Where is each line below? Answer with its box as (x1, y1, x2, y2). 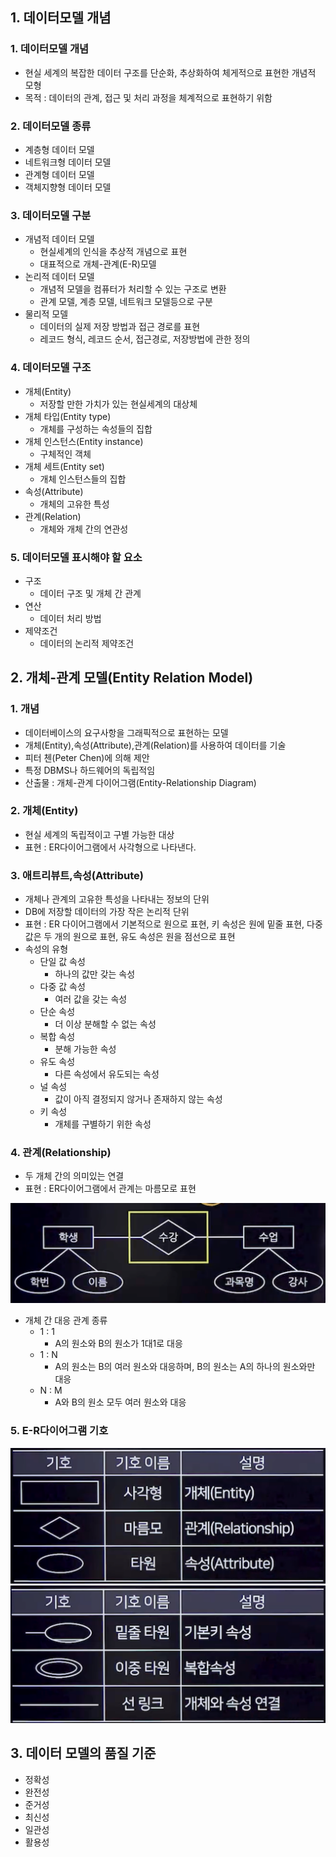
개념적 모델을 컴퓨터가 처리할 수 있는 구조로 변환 (39, 283, 227, 295)
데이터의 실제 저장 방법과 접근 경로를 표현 (39, 321, 201, 333)
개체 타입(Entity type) (24, 410, 112, 422)
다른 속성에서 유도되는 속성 (54, 1068, 160, 1080)
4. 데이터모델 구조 (10, 361, 92, 375)
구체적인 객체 (39, 448, 92, 460)
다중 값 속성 (39, 981, 86, 993)
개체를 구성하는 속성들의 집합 (39, 423, 153, 435)
